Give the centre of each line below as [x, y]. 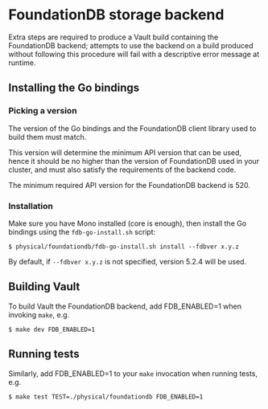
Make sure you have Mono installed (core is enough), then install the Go [128, 223]
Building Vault [44, 287]
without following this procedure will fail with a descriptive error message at [134, 54]
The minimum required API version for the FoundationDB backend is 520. [130, 185]
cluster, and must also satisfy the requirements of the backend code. [122, 170]
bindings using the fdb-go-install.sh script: [82, 231]
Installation [31, 206]
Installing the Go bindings [74, 88]
